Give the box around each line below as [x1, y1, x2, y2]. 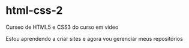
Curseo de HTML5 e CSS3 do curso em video [5, 23, 119, 31]
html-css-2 [5, 4, 63, 17]
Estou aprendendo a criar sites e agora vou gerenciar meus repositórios [5, 35, 184, 42]
